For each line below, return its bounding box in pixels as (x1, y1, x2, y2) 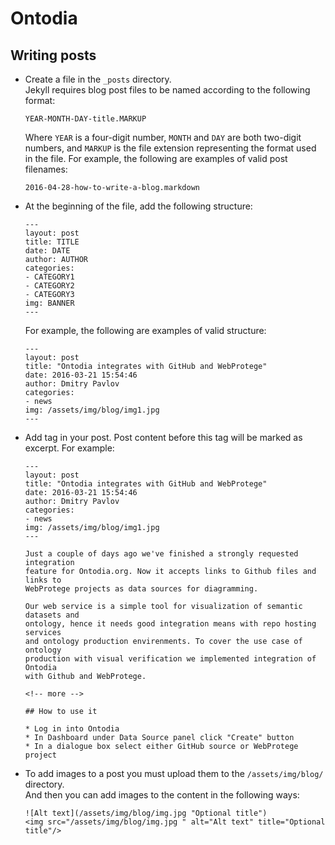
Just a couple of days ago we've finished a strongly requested (24, 549, 299, 559)
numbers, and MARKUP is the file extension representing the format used (24, 142, 317, 154)
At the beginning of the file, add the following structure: (24, 200, 253, 212)
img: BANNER (24, 298, 75, 308)
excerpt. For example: (24, 442, 115, 454)
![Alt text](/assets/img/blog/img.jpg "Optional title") (24, 808, 268, 818)
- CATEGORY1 (24, 272, 75, 282)
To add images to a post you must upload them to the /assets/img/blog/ (24, 768, 324, 779)
